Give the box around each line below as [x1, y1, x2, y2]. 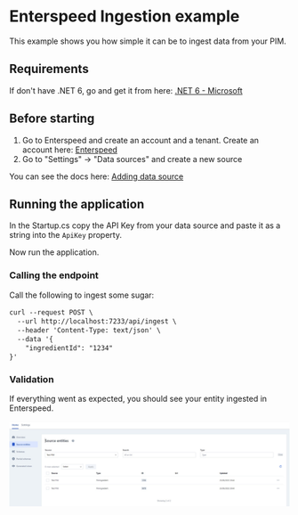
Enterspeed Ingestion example [9, 6, 240, 27]
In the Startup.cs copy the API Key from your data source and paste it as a [9, 220, 281, 231]
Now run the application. [9, 247, 100, 257]
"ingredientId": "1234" [25, 343, 114, 353]
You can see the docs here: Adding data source [9, 171, 184, 182]
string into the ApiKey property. [9, 230, 123, 241]
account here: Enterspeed [21, 144, 118, 155]
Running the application [9, 196, 145, 211]
